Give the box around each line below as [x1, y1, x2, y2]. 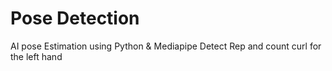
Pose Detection [10, 7, 140, 30]
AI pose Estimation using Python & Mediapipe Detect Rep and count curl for [10, 40, 322, 52]
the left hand [10, 50, 63, 62]
